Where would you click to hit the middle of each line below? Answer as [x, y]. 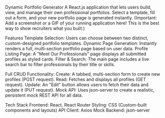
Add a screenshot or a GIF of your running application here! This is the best [82, 23]
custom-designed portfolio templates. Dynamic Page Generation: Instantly [81, 43]
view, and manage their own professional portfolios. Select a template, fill [80, 12]
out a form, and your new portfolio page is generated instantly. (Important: [81, 18]
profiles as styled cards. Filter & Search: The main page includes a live [77, 59]
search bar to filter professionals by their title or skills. [60, 64]
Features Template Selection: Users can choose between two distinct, [77, 38]
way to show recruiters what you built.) [45, 28]
